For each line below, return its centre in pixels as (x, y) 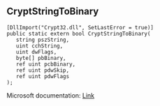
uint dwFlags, (36, 52)
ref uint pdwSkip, (43, 70)
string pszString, (43, 40)
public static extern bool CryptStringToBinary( (79, 33)
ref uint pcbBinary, (46, 64)
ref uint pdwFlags (43, 76)
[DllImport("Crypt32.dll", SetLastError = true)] (80, 27)
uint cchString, (39, 46)
